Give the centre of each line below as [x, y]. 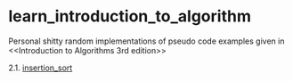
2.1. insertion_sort [41, 68]
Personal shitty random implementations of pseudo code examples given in [146, 41]
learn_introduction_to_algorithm [130, 16]
